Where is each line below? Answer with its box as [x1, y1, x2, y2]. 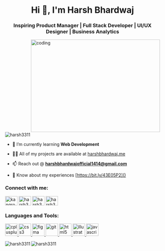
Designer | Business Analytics [46, 28, 119, 35]
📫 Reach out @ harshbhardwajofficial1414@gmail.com [12, 161, 127, 167]
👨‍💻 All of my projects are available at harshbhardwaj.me [12, 151, 126, 157]
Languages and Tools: [5, 212, 59, 219]
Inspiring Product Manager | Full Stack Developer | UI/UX [13, 22, 152, 29]
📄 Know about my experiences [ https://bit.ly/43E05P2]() [12, 172, 126, 178]
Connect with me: [5, 184, 49, 191]
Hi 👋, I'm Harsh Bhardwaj [31, 4, 134, 16]
